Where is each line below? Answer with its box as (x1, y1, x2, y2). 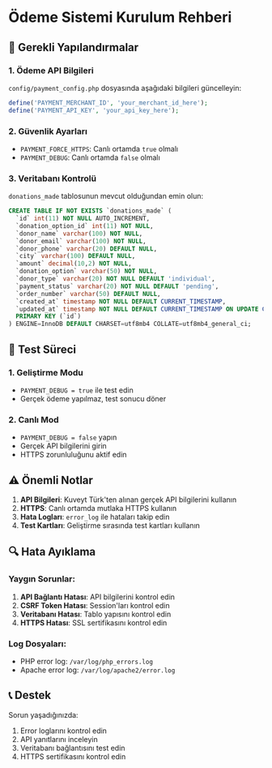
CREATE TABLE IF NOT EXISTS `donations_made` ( (8, 207, 172, 215)
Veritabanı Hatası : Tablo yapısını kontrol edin (19, 609, 172, 619)
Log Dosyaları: (8, 637, 67, 649)
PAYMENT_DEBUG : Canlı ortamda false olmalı (19, 152, 160, 162)
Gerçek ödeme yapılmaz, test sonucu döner (19, 393, 167, 403)
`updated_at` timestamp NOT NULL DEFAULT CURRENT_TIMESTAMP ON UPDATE (15, 305, 259, 313)
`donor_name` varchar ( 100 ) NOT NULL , (15, 230, 143, 238)
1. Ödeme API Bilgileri (8, 65, 95, 76)
